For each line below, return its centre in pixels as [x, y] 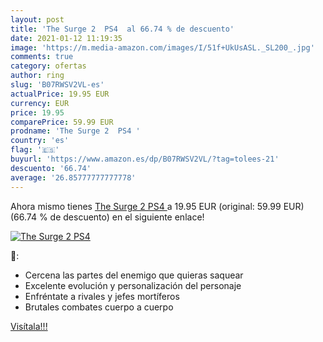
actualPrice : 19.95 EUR [60, 94]
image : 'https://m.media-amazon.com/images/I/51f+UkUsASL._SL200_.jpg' [162, 47]
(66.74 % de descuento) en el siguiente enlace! [107, 217]
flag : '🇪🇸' [35, 150]
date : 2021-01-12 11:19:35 [66, 38]
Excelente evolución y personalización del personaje [133, 285]
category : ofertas [48, 66]
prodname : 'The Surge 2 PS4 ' [75, 131]
